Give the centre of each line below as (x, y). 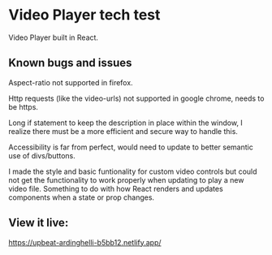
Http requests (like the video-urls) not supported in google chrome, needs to (136, 98)
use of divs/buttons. (42, 155)
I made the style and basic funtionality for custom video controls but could (133, 171)
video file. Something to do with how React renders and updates (116, 188)
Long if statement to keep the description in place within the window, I (126, 123)
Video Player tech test (84, 15)
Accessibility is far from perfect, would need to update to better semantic (131, 147)
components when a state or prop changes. (82, 197)
